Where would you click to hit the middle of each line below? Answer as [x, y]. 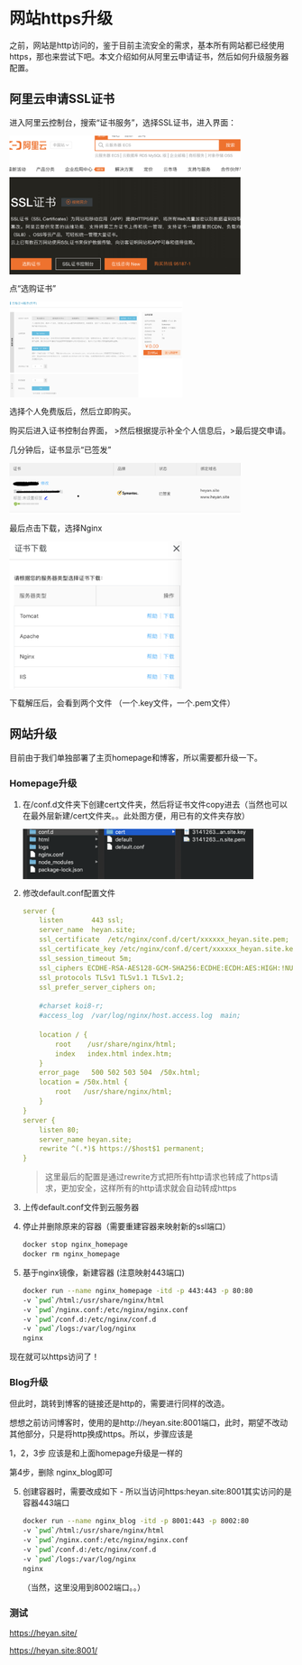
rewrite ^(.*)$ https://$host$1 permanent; [122, 1149]
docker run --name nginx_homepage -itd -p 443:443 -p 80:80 [137, 1290]
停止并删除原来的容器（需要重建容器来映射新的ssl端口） [126, 1226]
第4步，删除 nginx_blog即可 [61, 1473]
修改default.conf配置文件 [69, 893]
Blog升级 [29, 1383]
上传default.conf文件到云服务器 [81, 1207]
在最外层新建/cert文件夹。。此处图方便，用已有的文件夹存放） [136, 816]
